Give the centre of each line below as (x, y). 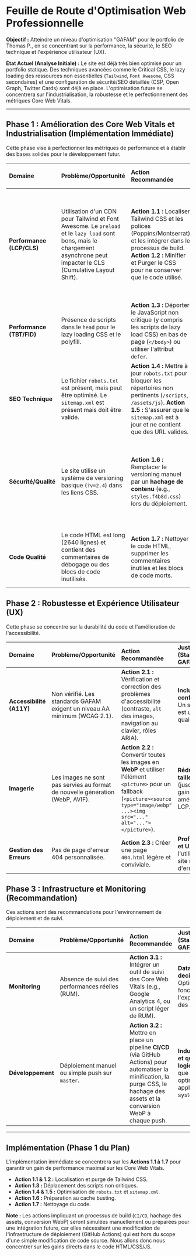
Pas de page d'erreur (80, 849)
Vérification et (140, 679)
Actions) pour (148, 1062)
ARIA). (130, 738)
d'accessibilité (141, 701)
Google (139, 994)
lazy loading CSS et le (91, 334)
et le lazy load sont (88, 233)
